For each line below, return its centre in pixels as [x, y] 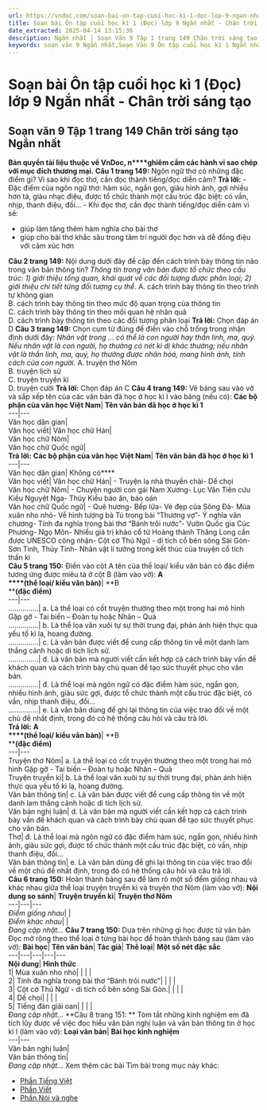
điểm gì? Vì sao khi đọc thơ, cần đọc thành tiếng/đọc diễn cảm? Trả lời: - [127, 179]
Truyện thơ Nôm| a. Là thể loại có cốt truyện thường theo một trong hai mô [130, 761]
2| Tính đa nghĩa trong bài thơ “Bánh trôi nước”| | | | [92, 981]
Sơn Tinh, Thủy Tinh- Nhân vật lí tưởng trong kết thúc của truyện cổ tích [126, 549]
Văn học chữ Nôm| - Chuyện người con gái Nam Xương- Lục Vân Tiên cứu [130, 490]
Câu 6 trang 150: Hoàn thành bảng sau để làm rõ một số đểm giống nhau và [133, 879]
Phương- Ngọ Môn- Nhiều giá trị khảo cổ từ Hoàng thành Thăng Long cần [129, 532]
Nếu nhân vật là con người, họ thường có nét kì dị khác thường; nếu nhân [128, 346]
